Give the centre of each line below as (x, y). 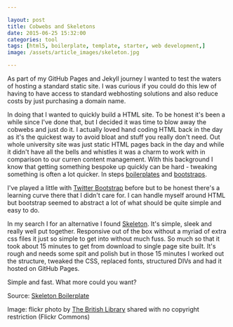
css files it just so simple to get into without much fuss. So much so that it (113, 239)
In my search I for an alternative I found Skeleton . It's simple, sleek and (109, 224)
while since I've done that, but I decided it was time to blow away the (107, 122)
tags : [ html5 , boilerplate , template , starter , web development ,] (106, 46)
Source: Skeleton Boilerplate (48, 296)
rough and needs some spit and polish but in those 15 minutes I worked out (116, 254)
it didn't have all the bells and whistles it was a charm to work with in (106, 152)
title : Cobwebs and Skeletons (52, 26)
